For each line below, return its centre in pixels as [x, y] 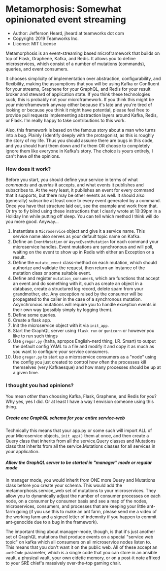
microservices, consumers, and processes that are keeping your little [76, 506]
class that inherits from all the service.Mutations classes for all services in [81, 446]
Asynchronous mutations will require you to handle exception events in [84, 305]
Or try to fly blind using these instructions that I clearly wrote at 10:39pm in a [83, 211]
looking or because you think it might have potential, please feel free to [78, 110]
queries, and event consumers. [37, 69]
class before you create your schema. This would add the [64, 485]
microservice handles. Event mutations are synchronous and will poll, [83, 247]
